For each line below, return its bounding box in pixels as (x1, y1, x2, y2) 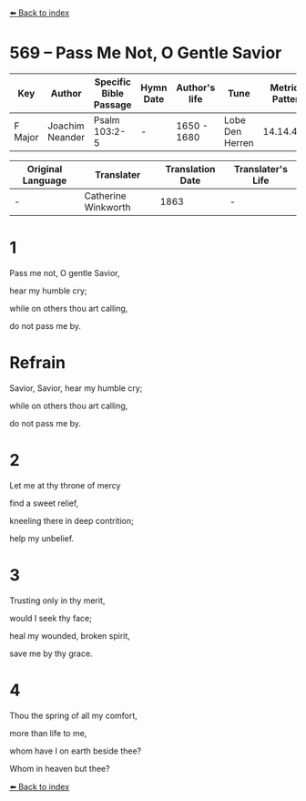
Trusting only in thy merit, (9, 595, 106, 606)
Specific (94, 76, 132, 88)
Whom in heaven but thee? (9, 763, 111, 774)
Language (22, 174, 67, 187)
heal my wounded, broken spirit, (9, 630, 130, 641)
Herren (224, 136, 255, 149)
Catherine (84, 190, 127, 202)
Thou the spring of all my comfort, (9, 710, 138, 721)
